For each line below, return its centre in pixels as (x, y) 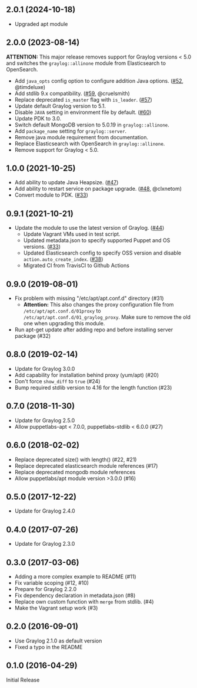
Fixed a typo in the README (49, 647)
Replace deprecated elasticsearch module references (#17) (86, 465)
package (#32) (33, 336)
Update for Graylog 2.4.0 (45, 511)
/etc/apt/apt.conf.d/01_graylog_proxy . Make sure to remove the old (107, 317)
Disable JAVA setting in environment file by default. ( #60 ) (83, 112)
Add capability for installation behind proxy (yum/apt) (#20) (87, 375)
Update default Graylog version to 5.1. (60, 106)
